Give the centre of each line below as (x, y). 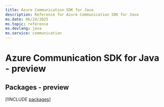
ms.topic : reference (27, 24)
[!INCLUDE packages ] (28, 99)
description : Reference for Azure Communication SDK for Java (72, 15)
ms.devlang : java (23, 29)
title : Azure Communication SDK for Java (49, 10)
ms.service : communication (34, 33)
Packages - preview (37, 87)
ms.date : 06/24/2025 (27, 19)
